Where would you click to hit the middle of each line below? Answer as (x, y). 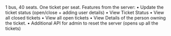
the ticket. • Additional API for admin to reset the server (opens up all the (82, 23)
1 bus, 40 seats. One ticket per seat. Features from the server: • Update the (85, 7)
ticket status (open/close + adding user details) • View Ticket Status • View (85, 12)
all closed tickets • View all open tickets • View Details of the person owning (86, 18)
